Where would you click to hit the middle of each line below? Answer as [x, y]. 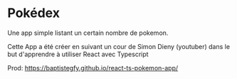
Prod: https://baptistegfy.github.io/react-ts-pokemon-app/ [93, 68]
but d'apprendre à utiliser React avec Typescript [78, 54]
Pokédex [34, 13]
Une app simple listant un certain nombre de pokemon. [88, 33]
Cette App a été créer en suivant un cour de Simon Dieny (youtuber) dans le [118, 46]
